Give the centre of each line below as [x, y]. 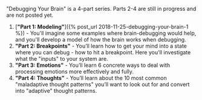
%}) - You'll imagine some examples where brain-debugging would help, [106, 33]
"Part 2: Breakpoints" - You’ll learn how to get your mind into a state [101, 46]
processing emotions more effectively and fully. [74, 71]
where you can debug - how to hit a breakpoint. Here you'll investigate [103, 52]
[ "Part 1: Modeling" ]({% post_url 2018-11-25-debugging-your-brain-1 [102, 27]
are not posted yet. [30, 15]
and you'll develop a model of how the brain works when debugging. [100, 39]
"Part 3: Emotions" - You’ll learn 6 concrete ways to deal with [93, 65]
